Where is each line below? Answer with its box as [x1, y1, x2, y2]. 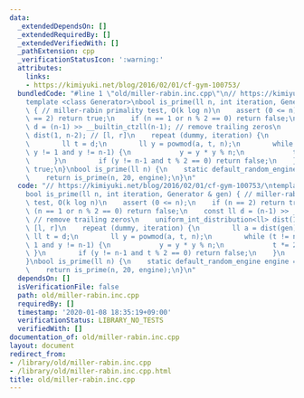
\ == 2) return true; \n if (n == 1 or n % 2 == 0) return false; [25, 114, 290, 123]
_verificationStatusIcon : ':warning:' [17, 55, 165, 64]
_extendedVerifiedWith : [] [17, 38, 119, 48]
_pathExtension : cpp [17, 47, 95, 56]
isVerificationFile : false [17, 282, 119, 291]
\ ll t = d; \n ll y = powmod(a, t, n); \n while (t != [25, 232, 290, 241]
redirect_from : [9, 349, 67, 358]
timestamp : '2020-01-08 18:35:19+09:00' [17, 308, 172, 317]
